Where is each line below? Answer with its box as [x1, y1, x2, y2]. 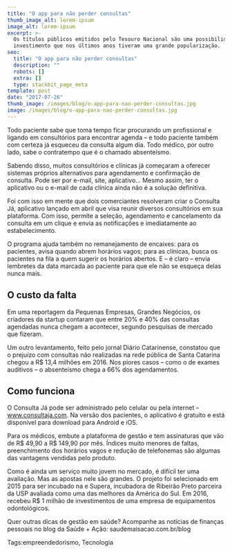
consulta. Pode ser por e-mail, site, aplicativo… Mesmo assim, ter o [7, 176, 199, 184]
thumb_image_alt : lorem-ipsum [7, 17, 95, 24]
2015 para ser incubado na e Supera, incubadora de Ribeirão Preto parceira [7, 482, 222, 491]
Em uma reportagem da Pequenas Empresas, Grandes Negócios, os [7, 308, 201, 316]
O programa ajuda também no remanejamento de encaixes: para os [7, 240, 199, 248]
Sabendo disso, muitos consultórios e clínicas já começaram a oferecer [7, 161, 211, 170]
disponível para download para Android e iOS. [7, 419, 138, 427]
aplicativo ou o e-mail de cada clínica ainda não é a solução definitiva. [7, 183, 207, 191]
